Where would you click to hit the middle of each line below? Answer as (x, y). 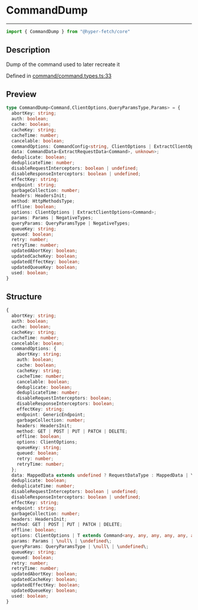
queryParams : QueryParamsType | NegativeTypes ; (71, 223)
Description (28, 50)
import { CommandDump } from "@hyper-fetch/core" (68, 31)
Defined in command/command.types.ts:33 (59, 76)
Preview (22, 94)
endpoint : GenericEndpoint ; (51, 414)
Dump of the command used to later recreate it (63, 64)
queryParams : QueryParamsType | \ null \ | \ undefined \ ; (80, 546)
